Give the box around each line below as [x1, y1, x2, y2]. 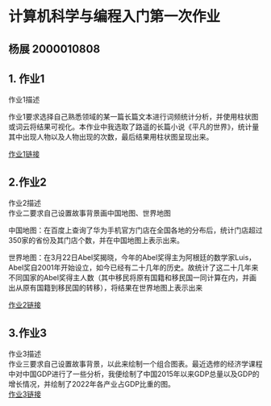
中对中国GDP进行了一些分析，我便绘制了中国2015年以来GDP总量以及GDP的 [8, 369, 260, 379]
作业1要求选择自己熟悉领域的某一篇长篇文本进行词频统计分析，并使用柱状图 [8, 112, 259, 122]
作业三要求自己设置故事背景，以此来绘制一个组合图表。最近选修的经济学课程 [8, 359, 263, 369]
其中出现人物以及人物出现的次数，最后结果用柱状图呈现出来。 [8, 132, 214, 142]
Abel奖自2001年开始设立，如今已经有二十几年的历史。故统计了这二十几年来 [8, 263, 259, 273]
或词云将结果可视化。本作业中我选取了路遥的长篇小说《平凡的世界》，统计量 [8, 122, 260, 132]
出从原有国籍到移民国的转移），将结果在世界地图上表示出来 [8, 283, 203, 293]
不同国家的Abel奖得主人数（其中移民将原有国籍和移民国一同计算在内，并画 [8, 273, 256, 283]
